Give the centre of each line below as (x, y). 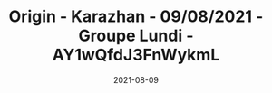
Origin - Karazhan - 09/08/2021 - (136, 17)
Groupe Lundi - (136, 36)
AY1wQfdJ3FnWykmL (136, 55)
